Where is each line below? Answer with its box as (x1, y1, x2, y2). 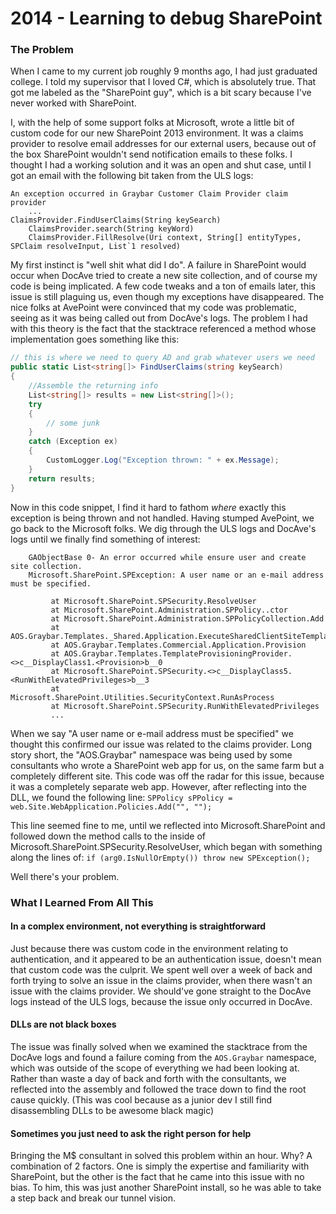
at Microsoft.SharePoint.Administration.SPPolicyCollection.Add (50, 613, 325, 624)
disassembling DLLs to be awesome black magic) (10, 1104, 215, 1116)
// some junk (46, 418, 101, 428)
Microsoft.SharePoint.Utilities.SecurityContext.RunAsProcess (10, 692, 275, 702)
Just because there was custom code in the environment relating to (10, 942, 289, 954)
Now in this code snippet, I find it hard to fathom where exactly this (10, 501, 287, 513)
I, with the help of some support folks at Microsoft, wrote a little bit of (10, 117, 295, 129)
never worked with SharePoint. (10, 97, 137, 109)
